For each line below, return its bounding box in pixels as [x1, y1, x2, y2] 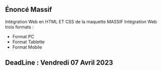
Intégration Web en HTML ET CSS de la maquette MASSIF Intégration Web [5, 18, 157, 24]
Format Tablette [12, 39, 45, 45]
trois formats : [5, 24, 34, 30]
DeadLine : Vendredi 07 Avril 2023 [5, 59, 113, 67]
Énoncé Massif [5, 5, 52, 14]
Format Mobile [12, 44, 42, 50]
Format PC [12, 33, 35, 39]
